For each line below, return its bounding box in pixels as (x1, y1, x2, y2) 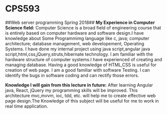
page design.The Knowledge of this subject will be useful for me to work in (5, 98, 159, 104)
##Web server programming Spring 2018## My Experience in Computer (5, 19, 155, 25)
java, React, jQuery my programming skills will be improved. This (5, 87, 138, 93)
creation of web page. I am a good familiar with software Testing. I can (5, 67, 150, 73)
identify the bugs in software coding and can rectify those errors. (5, 72, 140, 78)
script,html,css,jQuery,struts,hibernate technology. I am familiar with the (5, 51, 153, 57)
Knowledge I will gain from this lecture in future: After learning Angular (5, 82, 154, 88)
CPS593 (5, 3, 40, 14)
